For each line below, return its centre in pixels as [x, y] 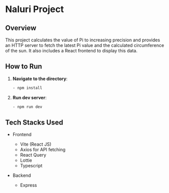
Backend [22, 175]
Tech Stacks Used [34, 122]
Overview [21, 28]
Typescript [31, 166]
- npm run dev [27, 107]
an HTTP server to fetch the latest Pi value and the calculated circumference [85, 45]
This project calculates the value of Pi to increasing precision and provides [83, 40]
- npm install [27, 88]
